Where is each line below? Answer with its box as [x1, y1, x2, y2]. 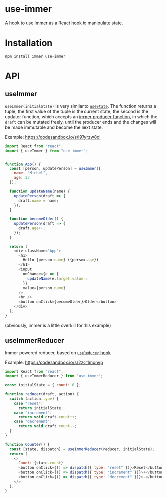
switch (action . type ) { [9, 396, 59, 401]
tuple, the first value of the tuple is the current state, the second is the [5, 108, 148, 114]
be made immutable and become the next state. [5, 124, 103, 130]
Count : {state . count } [18, 461, 64, 466]
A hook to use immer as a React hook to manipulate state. [5, 20, 123, 26]
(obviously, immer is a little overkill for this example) [5, 322, 111, 328]
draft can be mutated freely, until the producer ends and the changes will [5, 119, 157, 125]
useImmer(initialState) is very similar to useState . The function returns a [5, 103, 156, 109]
